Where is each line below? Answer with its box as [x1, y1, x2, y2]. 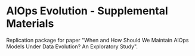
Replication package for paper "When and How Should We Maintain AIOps [6, 36, 189, 43]
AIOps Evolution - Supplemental [6, 4, 168, 18]
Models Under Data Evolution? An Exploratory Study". [6, 43, 138, 50]
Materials [6, 17, 54, 30]
